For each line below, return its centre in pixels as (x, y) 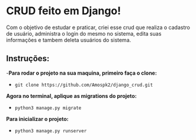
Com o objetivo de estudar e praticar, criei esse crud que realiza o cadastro (98, 27)
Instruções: (28, 58)
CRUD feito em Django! (64, 11)
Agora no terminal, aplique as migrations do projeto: (72, 96)
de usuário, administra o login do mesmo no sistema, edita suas (84, 33)
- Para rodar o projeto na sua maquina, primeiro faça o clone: (81, 73)
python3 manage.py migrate (48, 108)
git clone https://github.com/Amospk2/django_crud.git (84, 85)
